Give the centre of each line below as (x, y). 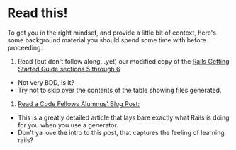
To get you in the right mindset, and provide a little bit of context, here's (112, 33)
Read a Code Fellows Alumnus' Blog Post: (79, 103)
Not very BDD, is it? (46, 82)
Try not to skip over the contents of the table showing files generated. (119, 90)
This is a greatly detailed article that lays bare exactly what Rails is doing (123, 117)
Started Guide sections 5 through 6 (69, 69)
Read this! (38, 13)
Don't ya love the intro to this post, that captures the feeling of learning (121, 132)
